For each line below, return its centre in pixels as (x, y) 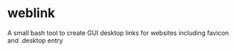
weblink (31, 13)
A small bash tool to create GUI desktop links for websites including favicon (118, 33)
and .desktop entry (35, 40)
